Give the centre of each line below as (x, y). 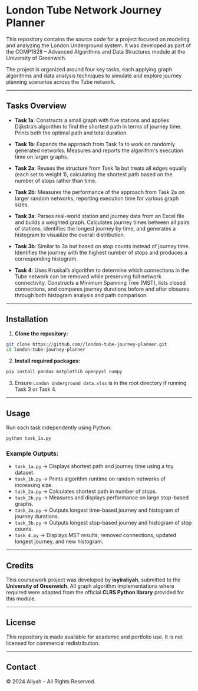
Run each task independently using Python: (59, 427)
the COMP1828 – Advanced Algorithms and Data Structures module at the (96, 51)
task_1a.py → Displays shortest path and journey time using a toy (94, 466)
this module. (21, 598)
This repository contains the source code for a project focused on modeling (98, 39)
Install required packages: (47, 361)
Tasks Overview (36, 106)
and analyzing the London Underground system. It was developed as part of (99, 45)
